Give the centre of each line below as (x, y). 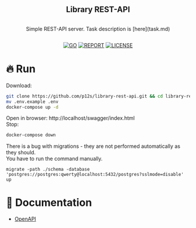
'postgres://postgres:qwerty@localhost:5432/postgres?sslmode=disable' (95, 175)
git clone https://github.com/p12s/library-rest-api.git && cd (85, 96)
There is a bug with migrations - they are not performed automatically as (93, 146)
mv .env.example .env (32, 102)
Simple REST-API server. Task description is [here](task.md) (98, 29)
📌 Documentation (49, 203)
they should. (21, 153)
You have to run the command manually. (55, 159)
